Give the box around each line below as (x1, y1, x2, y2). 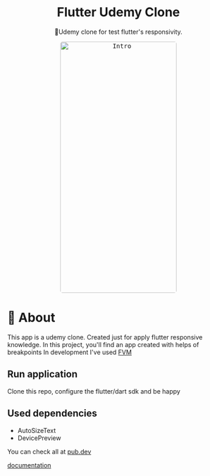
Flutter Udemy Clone (56, 4, 180, 20)
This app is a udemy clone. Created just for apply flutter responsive (7, 332, 203, 342)
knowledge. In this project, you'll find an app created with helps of (7, 340, 199, 349)
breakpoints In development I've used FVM (7, 348, 132, 356)
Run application (7, 368, 78, 380)
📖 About (7, 310, 56, 326)
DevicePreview (17, 434, 61, 442)
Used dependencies (7, 408, 97, 420)
